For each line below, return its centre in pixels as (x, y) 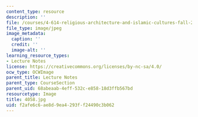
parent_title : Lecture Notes (42, 77)
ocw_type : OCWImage (30, 72)
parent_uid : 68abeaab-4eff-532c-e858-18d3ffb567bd (70, 89)
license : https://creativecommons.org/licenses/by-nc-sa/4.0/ (84, 66)
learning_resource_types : (38, 56)
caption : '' (26, 39)
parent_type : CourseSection (41, 83)
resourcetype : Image (32, 94)
